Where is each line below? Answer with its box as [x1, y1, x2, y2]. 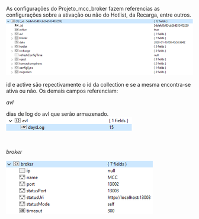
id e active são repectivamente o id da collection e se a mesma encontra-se [6, 81, 191, 88]
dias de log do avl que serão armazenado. [6, 110, 109, 118]
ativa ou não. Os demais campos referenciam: [6, 87, 118, 94]
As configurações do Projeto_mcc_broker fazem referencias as [6, 5, 160, 12]
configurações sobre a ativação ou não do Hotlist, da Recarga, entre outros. [6, 11, 191, 18]
